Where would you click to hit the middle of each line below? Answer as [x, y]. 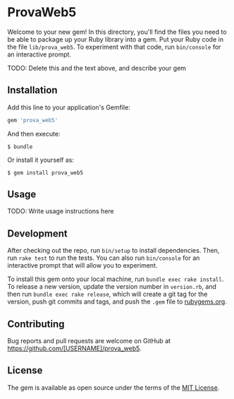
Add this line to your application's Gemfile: [69, 107]
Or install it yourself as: [41, 160]
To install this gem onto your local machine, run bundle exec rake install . [116, 279]
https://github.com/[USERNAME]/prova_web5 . [74, 349]
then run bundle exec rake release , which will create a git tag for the [107, 294]
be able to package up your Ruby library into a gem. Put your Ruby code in [116, 39]
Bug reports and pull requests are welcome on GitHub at [89, 341]
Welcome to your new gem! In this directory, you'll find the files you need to [117, 32]
